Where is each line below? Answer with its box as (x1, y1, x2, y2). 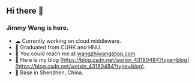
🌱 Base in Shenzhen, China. (14, 69, 84, 76)
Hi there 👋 (6, 6, 44, 16)
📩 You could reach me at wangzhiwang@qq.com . (14, 50, 137, 57)
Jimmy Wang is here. (6, 24, 69, 32)
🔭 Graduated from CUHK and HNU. (14, 43, 102, 51)
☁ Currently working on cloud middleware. (14, 37, 121, 45)
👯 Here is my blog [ (14, 56, 63, 63)
